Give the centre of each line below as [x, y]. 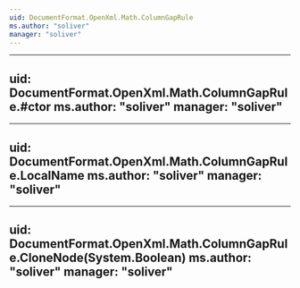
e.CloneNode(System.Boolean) [98, 258]
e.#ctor [30, 107]
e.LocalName [47, 175]
